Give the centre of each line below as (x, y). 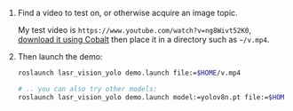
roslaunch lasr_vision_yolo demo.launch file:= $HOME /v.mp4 (129, 73)
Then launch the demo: (60, 56)
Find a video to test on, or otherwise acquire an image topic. (127, 13)
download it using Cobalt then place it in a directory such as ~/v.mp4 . (143, 40)
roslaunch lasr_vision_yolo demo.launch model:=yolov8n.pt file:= (143, 97)
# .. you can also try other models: (87, 89)
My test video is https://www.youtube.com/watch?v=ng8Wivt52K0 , (134, 30)
